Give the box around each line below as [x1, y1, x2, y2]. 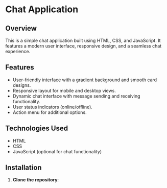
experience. [5, 49, 31, 54]
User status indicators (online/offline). [12, 104, 93, 110]
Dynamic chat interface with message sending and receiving [12, 93, 140, 99]
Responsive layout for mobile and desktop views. [12, 87, 116, 93]
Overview [5, 24, 37, 33]
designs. [12, 82, 31, 88]
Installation [5, 163, 42, 172]
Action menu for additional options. [12, 109, 87, 115]
